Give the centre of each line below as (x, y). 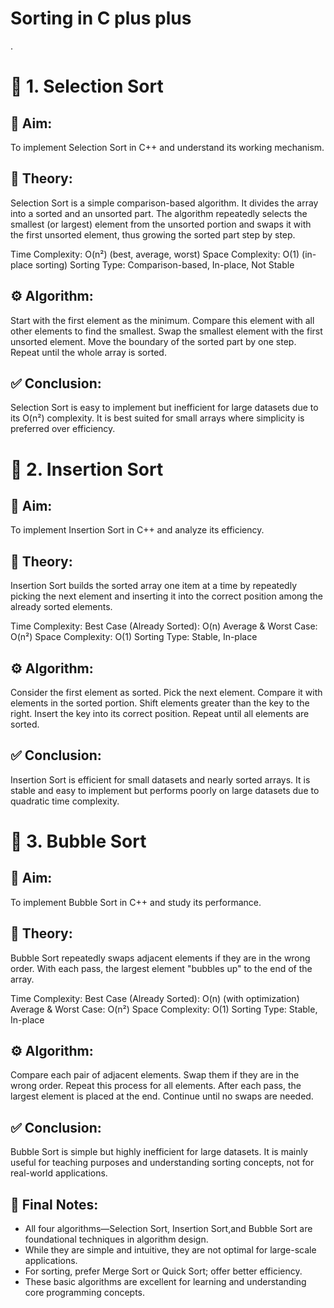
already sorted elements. (61, 607)
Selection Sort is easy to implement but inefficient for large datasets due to (164, 408)
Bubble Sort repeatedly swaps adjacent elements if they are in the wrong (160, 958)
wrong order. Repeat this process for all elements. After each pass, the (156, 1086)
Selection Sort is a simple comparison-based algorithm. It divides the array (164, 203)
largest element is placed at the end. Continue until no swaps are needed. (162, 1096)
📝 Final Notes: (54, 1204)
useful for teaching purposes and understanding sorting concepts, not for (162, 1163)
